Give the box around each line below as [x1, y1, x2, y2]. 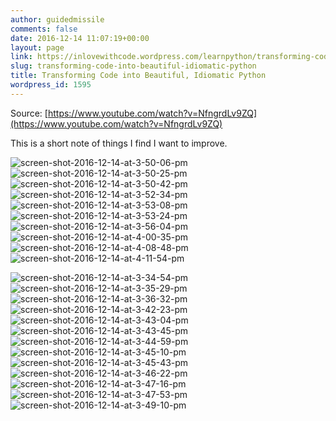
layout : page [10, 42, 65, 53]
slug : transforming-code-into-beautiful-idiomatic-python [10, 61, 257, 71]
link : [10, 52, 33, 62]
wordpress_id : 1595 [10, 80, 92, 90]
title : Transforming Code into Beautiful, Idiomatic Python [10, 71, 267, 81]
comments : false [10, 24, 78, 34]
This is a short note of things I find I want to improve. [10, 137, 228, 149]
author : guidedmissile [10, 14, 105, 25]
